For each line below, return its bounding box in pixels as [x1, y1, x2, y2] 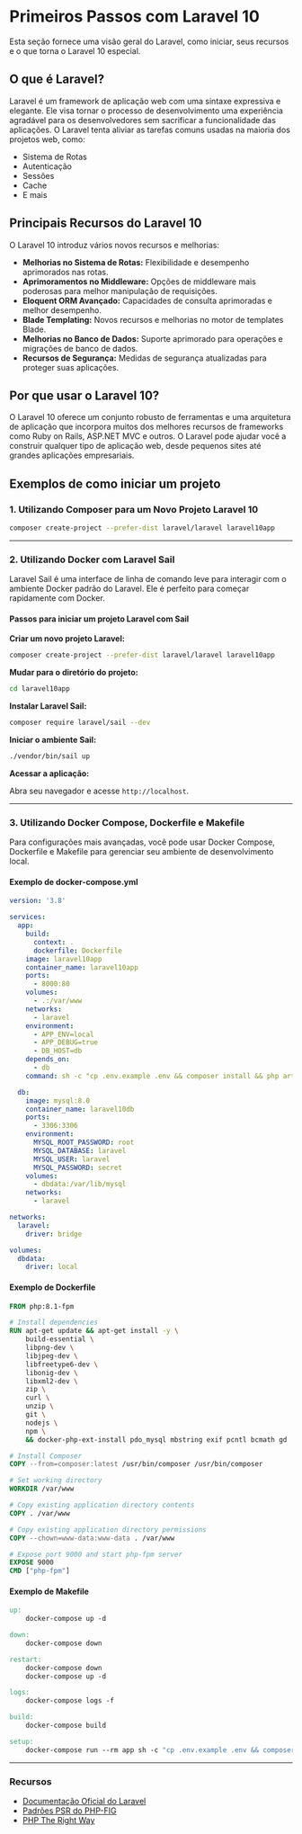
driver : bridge [25, 1230, 83, 1239]
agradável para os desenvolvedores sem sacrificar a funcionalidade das [9, 114, 277, 125]
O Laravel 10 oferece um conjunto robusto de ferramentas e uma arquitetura [9, 412, 291, 423]
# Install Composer [9, 1451, 83, 1461]
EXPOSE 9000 [9, 1558, 54, 1567]
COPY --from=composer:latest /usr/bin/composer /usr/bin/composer [9, 1460, 263, 1469]
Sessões [22, 170, 55, 181]
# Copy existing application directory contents [9, 1500, 195, 1510]
